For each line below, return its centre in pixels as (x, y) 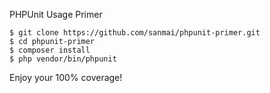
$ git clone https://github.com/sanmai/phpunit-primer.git (135, 33)
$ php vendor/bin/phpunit (63, 59)
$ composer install (50, 50)
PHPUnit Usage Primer (56, 14)
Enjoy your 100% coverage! (66, 77)
